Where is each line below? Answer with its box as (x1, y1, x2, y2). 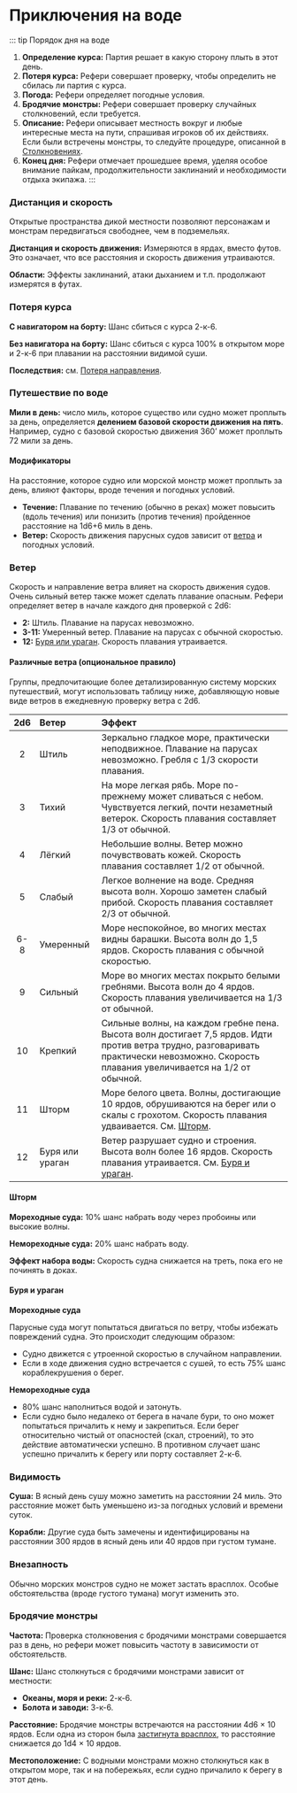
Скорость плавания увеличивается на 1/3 (101, 991, 283, 1003)
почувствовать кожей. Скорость (101, 848, 241, 861)
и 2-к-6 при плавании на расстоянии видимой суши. (9, 347, 208, 359)
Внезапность (9, 1558, 69, 1571)
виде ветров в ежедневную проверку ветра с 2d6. (9, 695, 201, 706)
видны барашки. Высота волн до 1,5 (101, 932, 258, 945)
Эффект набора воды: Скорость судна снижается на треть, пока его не (9, 1255, 283, 1266)
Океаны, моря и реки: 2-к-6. (21, 1692, 133, 1703)
